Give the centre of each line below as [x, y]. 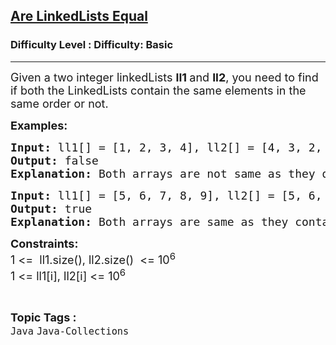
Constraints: [44, 243]
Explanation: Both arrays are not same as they [163, 173]
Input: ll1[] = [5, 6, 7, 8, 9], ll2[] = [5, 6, [166, 195]
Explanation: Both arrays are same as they [149, 221]
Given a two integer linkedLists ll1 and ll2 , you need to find [164, 77]
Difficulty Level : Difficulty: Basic [92, 45]
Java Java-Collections [70, 331]
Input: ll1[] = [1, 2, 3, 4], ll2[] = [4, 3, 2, [166, 147]
